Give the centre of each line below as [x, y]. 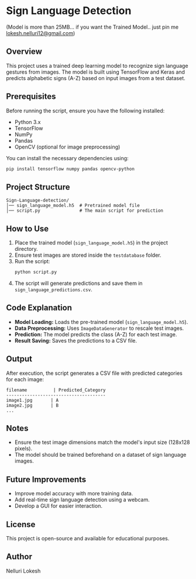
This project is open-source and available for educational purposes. [88, 538]
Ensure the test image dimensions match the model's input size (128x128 [102, 442]
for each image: [25, 379]
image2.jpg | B [32, 405]
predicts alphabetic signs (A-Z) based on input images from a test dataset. [96, 78]
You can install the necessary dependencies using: [67, 158]
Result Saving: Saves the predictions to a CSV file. [76, 340]
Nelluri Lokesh [23, 571]
